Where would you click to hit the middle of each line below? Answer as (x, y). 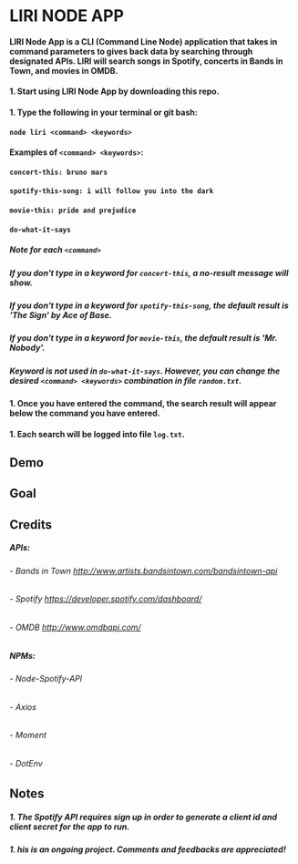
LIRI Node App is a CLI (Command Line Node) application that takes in (144, 41)
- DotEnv (26, 763)
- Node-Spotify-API (46, 678)
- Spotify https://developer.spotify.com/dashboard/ (106, 599)
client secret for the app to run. (70, 827)
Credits (31, 525)
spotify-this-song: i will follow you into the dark (112, 191)
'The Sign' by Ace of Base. (61, 314)
